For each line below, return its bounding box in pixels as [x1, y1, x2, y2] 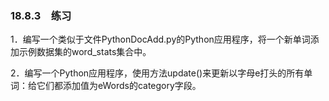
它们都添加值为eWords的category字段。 [36, 80, 202, 92]
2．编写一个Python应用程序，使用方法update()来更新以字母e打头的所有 [10, 67, 305, 79]
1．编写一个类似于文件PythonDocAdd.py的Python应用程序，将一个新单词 [10, 33, 311, 46]
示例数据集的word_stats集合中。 [18, 46, 152, 58]
